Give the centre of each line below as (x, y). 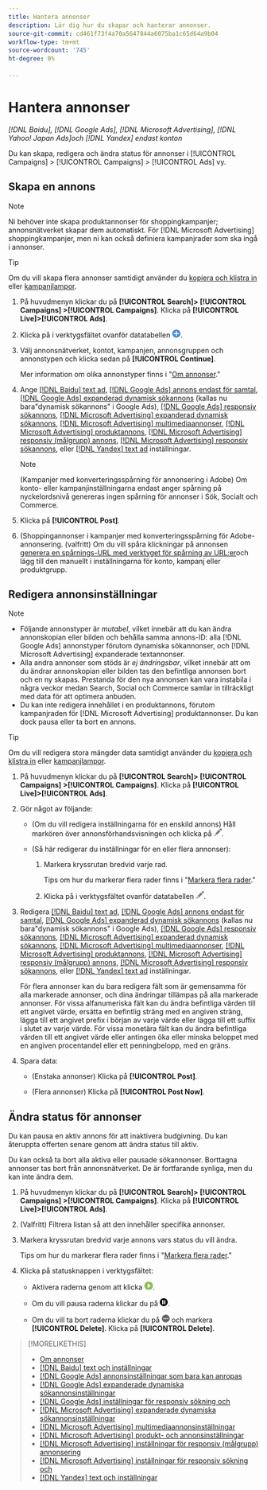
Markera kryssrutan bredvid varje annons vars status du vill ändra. (128, 1240)
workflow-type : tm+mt (44, 42)
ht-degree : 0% (32, 59)
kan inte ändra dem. (41, 1177)
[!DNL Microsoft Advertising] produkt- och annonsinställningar (142, 1435)
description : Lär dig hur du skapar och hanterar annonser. (110, 25)
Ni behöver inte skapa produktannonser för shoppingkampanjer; (113, 221)
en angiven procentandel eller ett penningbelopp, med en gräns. (125, 1045)
